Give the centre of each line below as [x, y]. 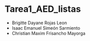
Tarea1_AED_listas [43, 9]
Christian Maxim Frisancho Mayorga [48, 33]
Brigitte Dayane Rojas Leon [39, 23]
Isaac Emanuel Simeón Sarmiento [46, 28]
